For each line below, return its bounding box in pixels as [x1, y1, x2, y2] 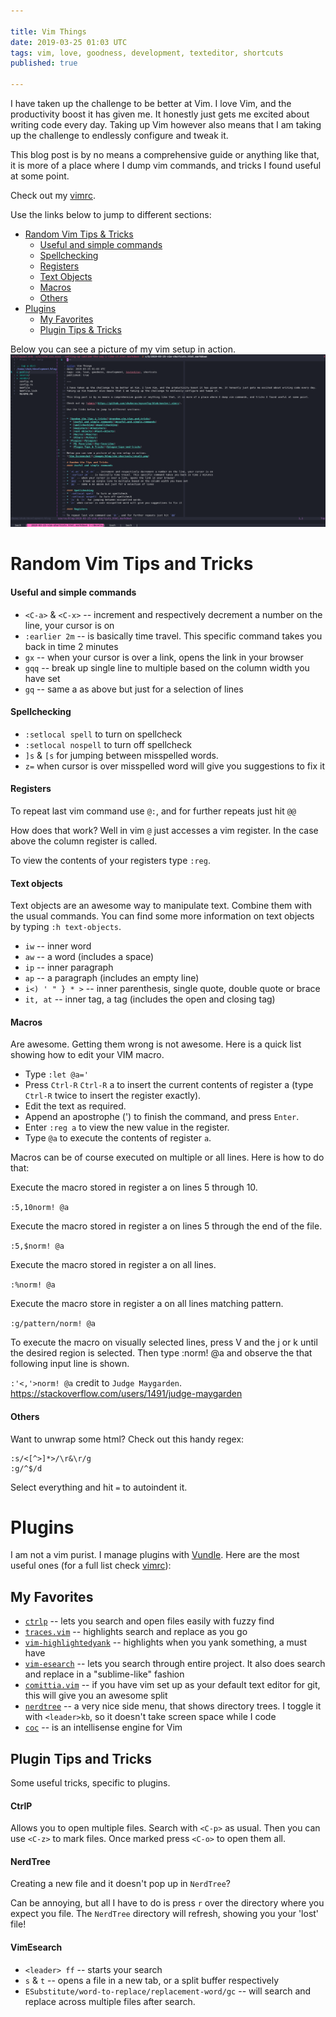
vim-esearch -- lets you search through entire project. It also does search [24, 1658, 326, 1670]
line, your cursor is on [24, 619, 115, 631]
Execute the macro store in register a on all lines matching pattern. [10, 1298, 284, 1310]
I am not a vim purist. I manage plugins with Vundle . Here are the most [10, 1549, 300, 1561]
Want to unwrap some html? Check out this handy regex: [10, 1433, 245, 1445]
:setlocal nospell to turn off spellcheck [24, 738, 192, 750]
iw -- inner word [24, 940, 92, 952]
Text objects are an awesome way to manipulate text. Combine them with [10, 900, 312, 912]
